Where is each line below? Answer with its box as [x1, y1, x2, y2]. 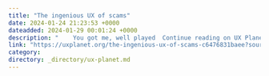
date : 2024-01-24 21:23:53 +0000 [8, 19, 120, 27]
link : [8, 41, 26, 49]
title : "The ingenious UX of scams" [8, 11, 130, 20]
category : [8, 48, 42, 56]
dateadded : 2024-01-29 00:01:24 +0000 [8, 26, 138, 34]
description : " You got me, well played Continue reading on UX [8, 33, 242, 42]
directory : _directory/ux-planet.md [8, 56, 130, 64]
